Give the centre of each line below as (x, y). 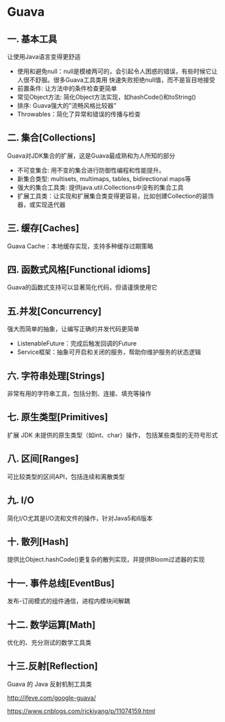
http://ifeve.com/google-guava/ (51, 697)
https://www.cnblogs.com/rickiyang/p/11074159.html (81, 711)
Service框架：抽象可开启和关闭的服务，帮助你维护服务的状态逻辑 (109, 352)
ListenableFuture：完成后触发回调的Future (77, 344)
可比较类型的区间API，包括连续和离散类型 (66, 477)
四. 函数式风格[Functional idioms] (79, 270)
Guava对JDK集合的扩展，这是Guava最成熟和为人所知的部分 (91, 156)
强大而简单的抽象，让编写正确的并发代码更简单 (73, 329)
